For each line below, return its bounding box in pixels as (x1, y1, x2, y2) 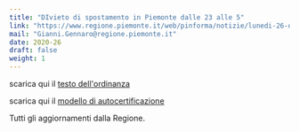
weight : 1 (9, 54, 46, 63)
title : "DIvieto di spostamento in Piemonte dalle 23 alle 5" (9, 12, 245, 22)
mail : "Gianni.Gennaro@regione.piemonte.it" (9, 29, 177, 38)
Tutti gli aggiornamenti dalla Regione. (9, 113, 145, 123)
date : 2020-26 (9, 37, 62, 47)
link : (9, 21, 29, 30)
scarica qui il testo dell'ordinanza (9, 79, 131, 89)
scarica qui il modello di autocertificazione (9, 96, 165, 106)
